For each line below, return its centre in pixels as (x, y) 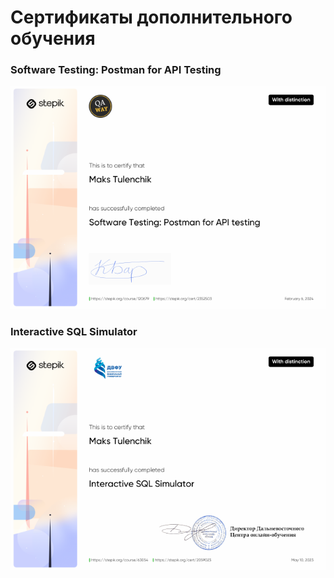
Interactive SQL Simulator (74, 331)
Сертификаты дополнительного (151, 17)
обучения (53, 38)
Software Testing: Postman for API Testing (116, 70)
